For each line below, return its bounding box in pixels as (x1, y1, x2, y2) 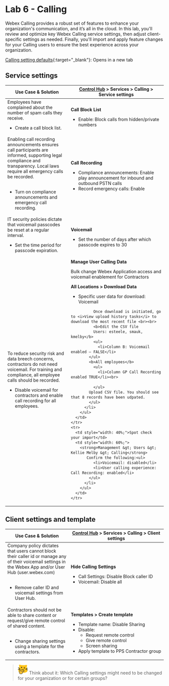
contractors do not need (7, 361, 58, 367)
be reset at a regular (7, 227, 49, 233)
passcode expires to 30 (78, 241, 127, 247)
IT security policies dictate (7, 216, 62, 222)
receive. (7, 115, 24, 121)
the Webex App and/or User (7, 564, 65, 570)
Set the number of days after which (78, 236, 151, 242)
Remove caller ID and (15, 585, 59, 591)
